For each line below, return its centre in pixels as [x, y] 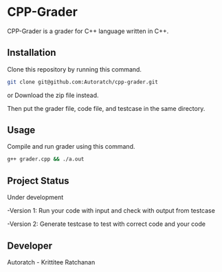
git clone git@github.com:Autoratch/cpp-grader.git [82, 82]
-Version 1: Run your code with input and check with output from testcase [111, 211]
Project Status [38, 181]
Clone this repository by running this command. [75, 69]
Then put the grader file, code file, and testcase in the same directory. [106, 108]
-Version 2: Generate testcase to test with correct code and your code [107, 224]
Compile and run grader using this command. [71, 147]
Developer [30, 245]
